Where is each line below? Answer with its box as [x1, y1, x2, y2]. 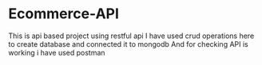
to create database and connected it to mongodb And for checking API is [8, 39, 249, 48]
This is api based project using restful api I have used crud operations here [8, 31, 255, 40]
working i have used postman [8, 48, 105, 57]
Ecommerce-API [8, 5, 120, 23]
